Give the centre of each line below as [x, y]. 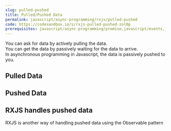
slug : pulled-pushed [27, 10]
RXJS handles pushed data [49, 110]
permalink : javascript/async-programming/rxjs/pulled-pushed [72, 19]
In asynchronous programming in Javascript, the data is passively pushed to [85, 55]
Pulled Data [24, 76]
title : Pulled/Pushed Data [34, 15]
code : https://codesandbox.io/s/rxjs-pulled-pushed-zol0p [68, 24]
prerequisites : [21, 29]
